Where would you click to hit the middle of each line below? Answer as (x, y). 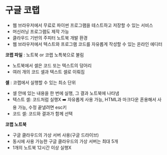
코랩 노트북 (16, 124)
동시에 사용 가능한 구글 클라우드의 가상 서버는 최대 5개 (65, 141)
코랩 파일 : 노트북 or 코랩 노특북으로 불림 (45, 55)
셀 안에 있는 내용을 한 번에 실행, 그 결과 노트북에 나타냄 (66, 93)
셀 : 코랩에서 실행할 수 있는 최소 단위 (41, 82)
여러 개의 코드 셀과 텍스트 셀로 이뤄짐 (49, 71)
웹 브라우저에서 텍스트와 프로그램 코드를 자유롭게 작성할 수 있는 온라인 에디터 (88, 44)
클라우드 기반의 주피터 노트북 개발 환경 (50, 38)
